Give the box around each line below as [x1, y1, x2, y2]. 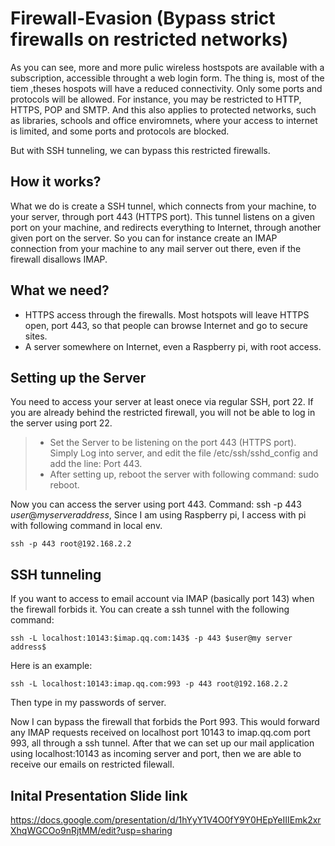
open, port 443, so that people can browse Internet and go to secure [24, 319, 309, 331]
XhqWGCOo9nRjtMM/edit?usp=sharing [10, 825, 173, 836]
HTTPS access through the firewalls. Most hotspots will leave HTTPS [24, 308, 310, 321]
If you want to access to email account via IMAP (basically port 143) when [10, 593, 315, 605]
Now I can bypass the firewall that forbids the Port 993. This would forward [10, 716, 320, 728]
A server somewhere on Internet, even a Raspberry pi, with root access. [24, 340, 322, 352]
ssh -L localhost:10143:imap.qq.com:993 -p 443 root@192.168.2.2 [10, 679, 288, 689]
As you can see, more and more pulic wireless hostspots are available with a [10, 61, 325, 73]
